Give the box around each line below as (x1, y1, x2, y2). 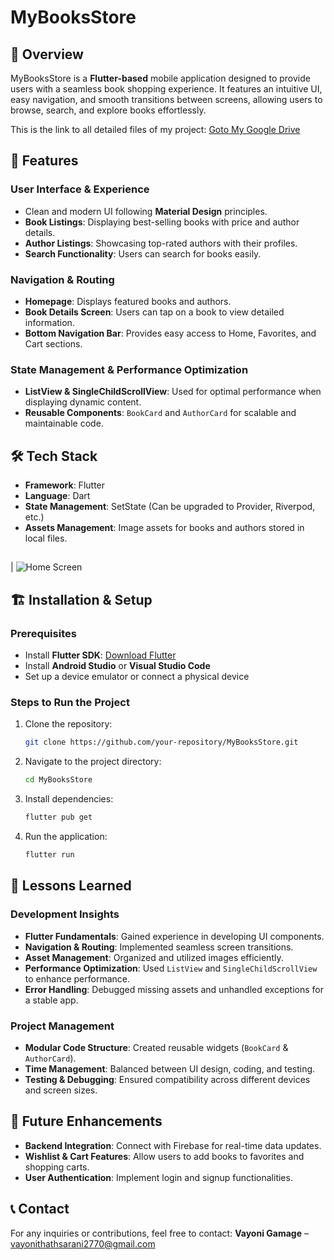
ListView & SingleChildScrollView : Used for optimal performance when (24, 386, 322, 398)
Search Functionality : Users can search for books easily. (24, 247, 262, 260)
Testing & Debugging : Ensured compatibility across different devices (24, 1073, 311, 1085)
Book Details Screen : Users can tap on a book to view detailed (24, 306, 285, 318)
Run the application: (24, 831, 108, 843)
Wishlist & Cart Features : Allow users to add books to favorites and (24, 1150, 305, 1162)
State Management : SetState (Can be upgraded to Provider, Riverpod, (24, 501, 316, 513)
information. (24, 316, 75, 328)
